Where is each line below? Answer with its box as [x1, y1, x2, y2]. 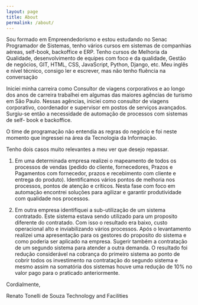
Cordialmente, [6, 281, 41, 288]
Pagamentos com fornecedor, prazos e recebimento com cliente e [14, 170, 176, 177]
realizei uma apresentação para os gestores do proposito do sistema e [14, 232, 187, 239]
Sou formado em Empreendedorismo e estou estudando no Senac [6, 36, 167, 43]
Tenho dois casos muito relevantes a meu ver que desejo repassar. [6, 146, 170, 153]
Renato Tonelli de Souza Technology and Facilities [6, 293, 128, 300]
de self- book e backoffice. [6, 117, 72, 124]
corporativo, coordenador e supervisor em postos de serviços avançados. [6, 104, 187, 111]
